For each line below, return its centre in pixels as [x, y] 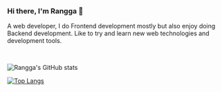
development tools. [35, 41]
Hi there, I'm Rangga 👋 [45, 11]
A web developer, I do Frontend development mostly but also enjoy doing [111, 26]
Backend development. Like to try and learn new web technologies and [108, 33]
